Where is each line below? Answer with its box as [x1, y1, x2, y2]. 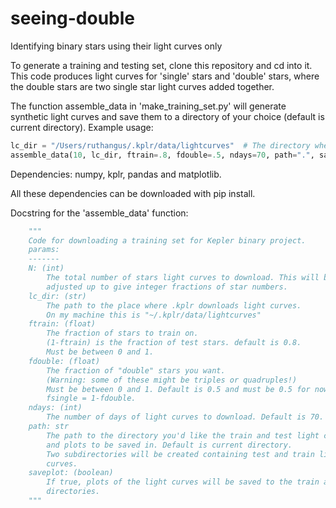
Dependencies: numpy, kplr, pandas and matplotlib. [10, 168, 222, 180]
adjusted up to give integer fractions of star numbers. [46, 282, 288, 292]
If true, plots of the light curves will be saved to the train [46, 477, 320, 487]
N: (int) [28, 263, 65, 274]
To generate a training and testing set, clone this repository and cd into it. [10, 59, 313, 71]
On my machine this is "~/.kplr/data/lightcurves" [46, 310, 262, 320]
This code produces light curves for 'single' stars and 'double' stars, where [10, 70, 320, 82]
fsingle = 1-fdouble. [46, 393, 137, 404]
